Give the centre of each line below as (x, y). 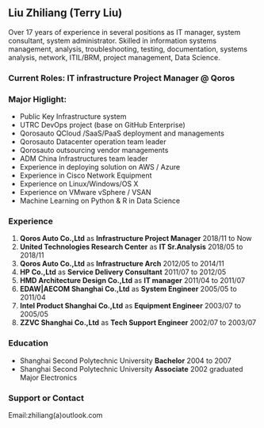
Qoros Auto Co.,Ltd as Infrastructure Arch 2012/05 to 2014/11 (122, 264)
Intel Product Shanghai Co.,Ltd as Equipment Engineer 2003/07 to (130, 306)
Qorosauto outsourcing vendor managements (94, 151)
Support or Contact (46, 398)
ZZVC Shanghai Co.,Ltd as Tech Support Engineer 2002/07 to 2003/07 (138, 323)
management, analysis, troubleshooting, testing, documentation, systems (128, 49)
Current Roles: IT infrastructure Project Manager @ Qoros (122, 78)
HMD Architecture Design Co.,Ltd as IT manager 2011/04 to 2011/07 (132, 281)
